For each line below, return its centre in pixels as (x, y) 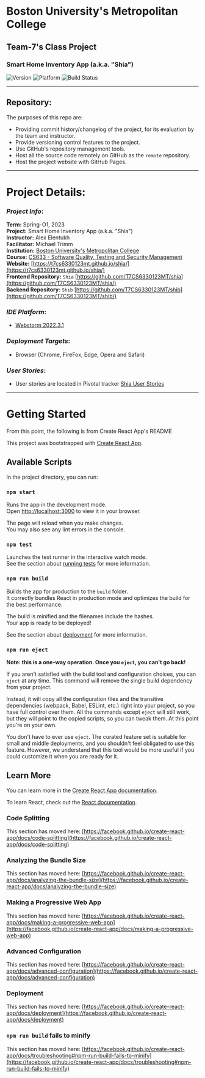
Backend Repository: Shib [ (41, 290)
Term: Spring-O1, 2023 (36, 225)
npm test (19, 545)
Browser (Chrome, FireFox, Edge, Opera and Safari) (80, 354)
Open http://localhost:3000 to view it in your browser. (74, 511)
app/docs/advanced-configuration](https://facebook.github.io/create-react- (102, 971)
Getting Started (46, 414)
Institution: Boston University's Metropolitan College (73, 251)
